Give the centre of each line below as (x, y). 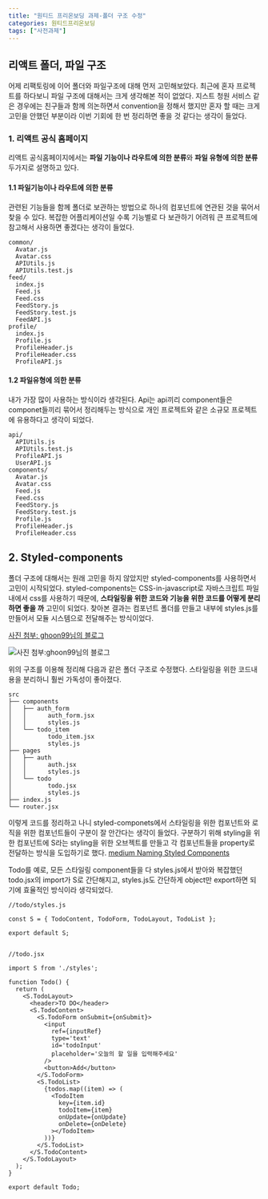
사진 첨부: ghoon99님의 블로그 (56, 635)
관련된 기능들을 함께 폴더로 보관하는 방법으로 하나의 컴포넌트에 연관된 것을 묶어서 (134, 207)
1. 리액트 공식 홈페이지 (48, 139)
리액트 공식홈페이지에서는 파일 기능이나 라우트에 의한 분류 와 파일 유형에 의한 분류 (133, 158)
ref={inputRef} (76, 1031)
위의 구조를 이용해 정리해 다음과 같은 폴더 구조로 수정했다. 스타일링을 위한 (122, 669)
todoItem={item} (86, 1110)
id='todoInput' (76, 1045)
